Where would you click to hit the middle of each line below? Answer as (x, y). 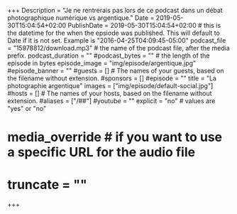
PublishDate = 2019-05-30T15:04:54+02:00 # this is (144, 25)
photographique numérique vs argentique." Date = (81, 18)
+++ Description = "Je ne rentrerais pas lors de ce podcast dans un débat (115, 10)
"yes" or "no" (27, 108)
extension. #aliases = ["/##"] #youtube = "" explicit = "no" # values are (111, 101)
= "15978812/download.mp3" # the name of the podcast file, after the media (119, 48)
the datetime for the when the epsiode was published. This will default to (114, 33)
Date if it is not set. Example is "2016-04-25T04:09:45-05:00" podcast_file (117, 41)
